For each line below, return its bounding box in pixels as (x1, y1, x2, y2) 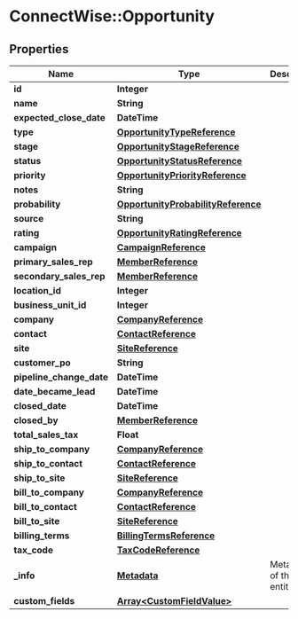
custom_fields (13, 595, 75, 607)
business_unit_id (13, 299, 87, 311)
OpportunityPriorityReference (116, 169, 247, 181)
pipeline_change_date (13, 371, 109, 383)
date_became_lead (13, 386, 96, 397)
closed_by (13, 414, 59, 427)
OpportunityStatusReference (116, 155, 242, 167)
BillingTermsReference (116, 529, 216, 542)
